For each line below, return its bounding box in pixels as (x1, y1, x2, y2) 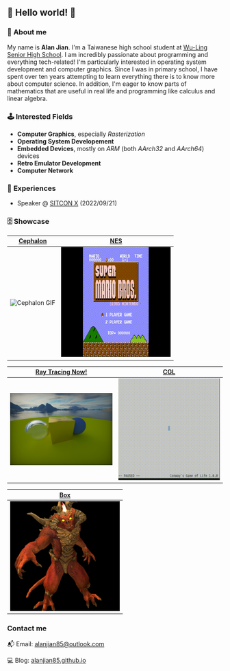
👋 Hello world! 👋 (7, 7, 77, 19)
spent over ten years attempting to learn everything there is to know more (7, 72, 216, 80)
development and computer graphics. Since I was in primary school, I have (7, 65, 218, 73)
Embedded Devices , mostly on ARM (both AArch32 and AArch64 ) (16, 144, 205, 152)
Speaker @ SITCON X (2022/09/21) (16, 199, 118, 207)
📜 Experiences (7, 183, 56, 193)
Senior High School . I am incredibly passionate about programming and (7, 50, 209, 58)
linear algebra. (7, 94, 48, 102)
